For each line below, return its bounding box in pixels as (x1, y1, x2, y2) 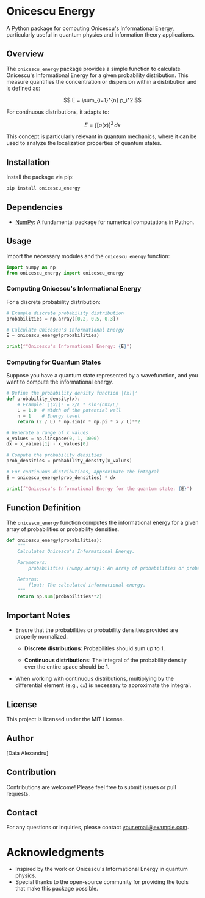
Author (6, 733, 34, 744)
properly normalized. (15, 633, 68, 640)
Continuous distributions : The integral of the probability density (24, 656, 187, 664)
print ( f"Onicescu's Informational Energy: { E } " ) (6, 344, 132, 350)
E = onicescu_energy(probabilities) (6, 332, 99, 339)
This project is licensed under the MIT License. (6, 716, 124, 722)
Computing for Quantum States (6, 358, 101, 366)
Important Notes (6, 610, 70, 620)
